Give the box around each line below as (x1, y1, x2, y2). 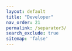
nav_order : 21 (6, 19, 41, 25)
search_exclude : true (6, 30, 59, 36)
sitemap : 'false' (6, 36, 49, 42)
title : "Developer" (6, 14, 54, 20)
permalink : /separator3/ (6, 25, 67, 31)
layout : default (6, 8, 46, 15)
